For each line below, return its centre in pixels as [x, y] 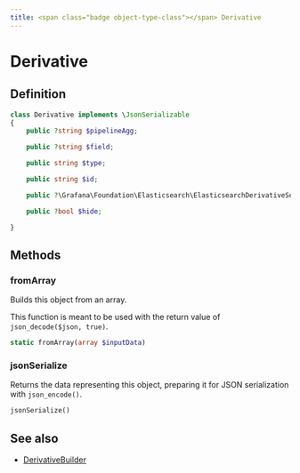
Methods [36, 255]
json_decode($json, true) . [59, 326]
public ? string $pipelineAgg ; [82, 131]
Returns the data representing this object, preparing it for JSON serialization [150, 385]
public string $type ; [66, 164]
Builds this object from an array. [69, 300]
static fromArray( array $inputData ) [78, 343]
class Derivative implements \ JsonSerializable [100, 115]
